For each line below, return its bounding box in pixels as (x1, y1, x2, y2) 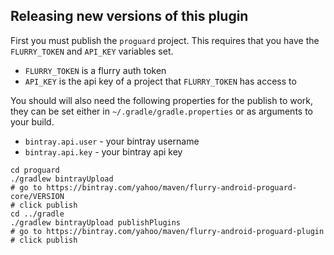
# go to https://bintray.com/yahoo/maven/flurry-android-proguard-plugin (10, 226, 325, 236)
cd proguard (10, 165, 60, 175)
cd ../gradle (10, 209, 65, 219)
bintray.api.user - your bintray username (24, 135, 200, 147)
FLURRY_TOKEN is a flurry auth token (24, 64, 167, 76)
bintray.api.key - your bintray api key (24, 145, 183, 158)
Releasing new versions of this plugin (10, 8, 249, 25)
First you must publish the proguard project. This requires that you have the (10, 34, 320, 46)
